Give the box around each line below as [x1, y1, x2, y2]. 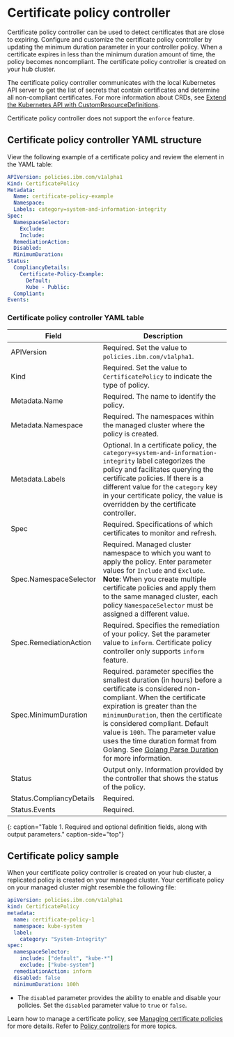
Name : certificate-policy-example [13, 193, 114, 200]
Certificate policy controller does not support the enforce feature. [7, 113, 195, 122]
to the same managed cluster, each [102, 592, 218, 601]
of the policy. [102, 782, 146, 791]
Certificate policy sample [7, 850, 119, 862]
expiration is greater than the [102, 701, 197, 711]
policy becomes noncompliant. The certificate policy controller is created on [7, 57, 226, 65]
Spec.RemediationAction [10, 638, 92, 647]
